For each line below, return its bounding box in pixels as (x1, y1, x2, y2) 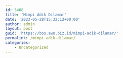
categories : (5, 40, 30, 45)
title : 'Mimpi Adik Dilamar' (5, 12, 67, 17)
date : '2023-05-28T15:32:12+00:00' (5, 17, 80, 22)
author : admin (5, 21, 35, 27)
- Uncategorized (14, 45, 49, 50)
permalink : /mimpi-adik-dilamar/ (5, 36, 76, 41)
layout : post (5, 26, 33, 31)
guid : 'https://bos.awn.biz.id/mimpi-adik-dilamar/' (5, 31, 119, 36)
